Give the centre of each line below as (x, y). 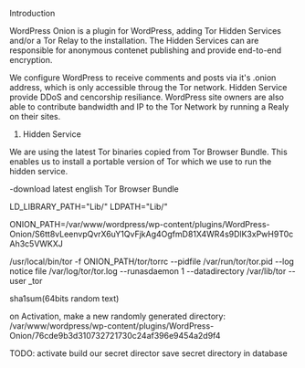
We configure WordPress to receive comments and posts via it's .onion (143, 78)
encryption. (31, 60)
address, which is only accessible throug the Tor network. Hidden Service (148, 87)
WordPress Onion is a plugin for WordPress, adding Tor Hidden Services (145, 31)
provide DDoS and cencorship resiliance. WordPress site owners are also (147, 97)
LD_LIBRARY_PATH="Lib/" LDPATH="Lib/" (89, 206)
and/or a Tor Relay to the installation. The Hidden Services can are (134, 41)
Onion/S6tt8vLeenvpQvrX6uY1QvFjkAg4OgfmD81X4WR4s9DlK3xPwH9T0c (152, 234)
